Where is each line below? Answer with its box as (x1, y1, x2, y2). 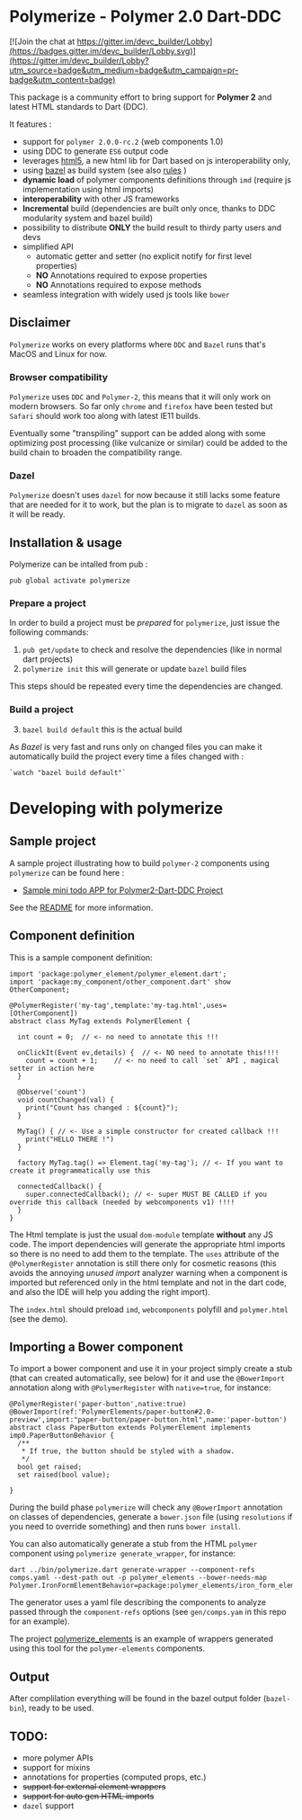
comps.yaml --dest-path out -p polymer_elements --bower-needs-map (9, 1574, 268, 1583)
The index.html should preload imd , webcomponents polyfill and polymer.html (9, 1304, 289, 1315)
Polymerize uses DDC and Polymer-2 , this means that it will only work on (9, 391, 271, 402)
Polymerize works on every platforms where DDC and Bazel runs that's (9, 339, 267, 350)
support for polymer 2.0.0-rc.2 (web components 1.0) (22, 136, 224, 147)
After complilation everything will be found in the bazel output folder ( (9, 1693, 267, 1704)
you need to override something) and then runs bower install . (9, 1521, 241, 1532)
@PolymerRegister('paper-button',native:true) (9, 1400, 187, 1409)
